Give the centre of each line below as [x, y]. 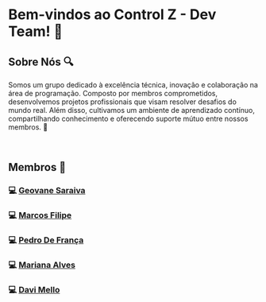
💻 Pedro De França [46, 240]
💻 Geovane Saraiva [47, 191]
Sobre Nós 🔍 [41, 62]
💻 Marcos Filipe [40, 215]
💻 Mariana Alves [42, 265]
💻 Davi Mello [34, 290]
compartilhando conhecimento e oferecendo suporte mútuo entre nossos [128, 118]
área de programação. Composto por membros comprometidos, [113, 93]
